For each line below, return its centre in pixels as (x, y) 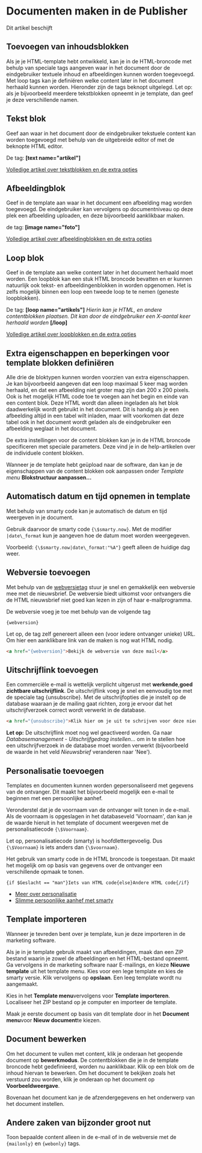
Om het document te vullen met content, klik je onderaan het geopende (95, 1053)
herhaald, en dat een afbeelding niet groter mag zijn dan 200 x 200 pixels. (98, 390)
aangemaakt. (23, 984)
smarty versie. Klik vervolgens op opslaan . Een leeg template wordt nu (94, 978)
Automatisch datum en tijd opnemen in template (98, 497)
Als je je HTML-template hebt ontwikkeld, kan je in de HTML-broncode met (99, 61)
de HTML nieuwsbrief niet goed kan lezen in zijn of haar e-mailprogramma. (99, 600)
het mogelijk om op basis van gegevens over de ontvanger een (84, 865)
